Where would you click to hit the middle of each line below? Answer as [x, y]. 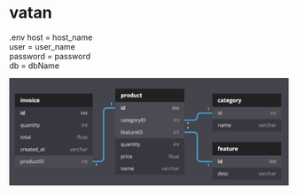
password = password [50, 56]
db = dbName [35, 66]
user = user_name [42, 46]
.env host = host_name [51, 37]
